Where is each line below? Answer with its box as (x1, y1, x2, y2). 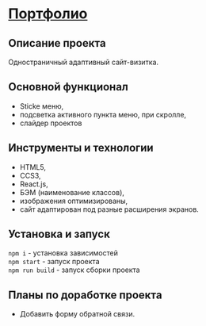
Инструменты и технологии (8, 141, 154, 155)
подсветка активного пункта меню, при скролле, (19, 109, 187, 119)
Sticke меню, (19, 101, 64, 111)
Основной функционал (8, 80, 129, 94)
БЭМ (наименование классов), (19, 187, 125, 197)
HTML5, (19, 162, 46, 171)
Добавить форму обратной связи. (19, 309, 135, 319)
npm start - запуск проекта (8, 257, 101, 267)
